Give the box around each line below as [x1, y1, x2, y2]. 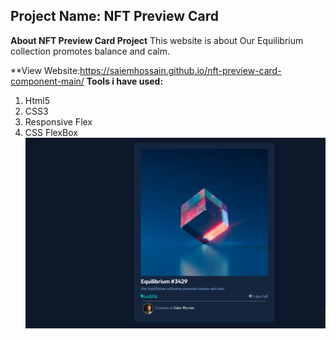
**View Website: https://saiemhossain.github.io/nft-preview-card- [10, 64, 282, 76]
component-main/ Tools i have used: [10, 75, 164, 87]
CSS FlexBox [24, 126, 78, 138]
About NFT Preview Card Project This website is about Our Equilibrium [10, 34, 304, 46]
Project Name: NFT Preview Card [10, 8, 220, 25]
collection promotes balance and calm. [10, 45, 171, 57]
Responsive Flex [24, 115, 93, 128]
